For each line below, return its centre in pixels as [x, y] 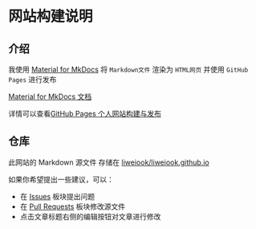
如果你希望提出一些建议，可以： [61, 179]
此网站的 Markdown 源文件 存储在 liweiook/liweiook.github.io [109, 162]
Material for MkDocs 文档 [50, 96]
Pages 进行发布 [33, 80]
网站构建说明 [51, 16]
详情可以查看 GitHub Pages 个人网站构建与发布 [85, 114]
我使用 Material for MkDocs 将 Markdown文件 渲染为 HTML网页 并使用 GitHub [128, 70]
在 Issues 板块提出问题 [57, 196]
